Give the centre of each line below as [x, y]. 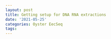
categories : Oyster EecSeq [34, 24]
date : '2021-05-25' [26, 19]
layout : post [19, 10]
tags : [11, 29]
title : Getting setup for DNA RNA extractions [56, 15]
